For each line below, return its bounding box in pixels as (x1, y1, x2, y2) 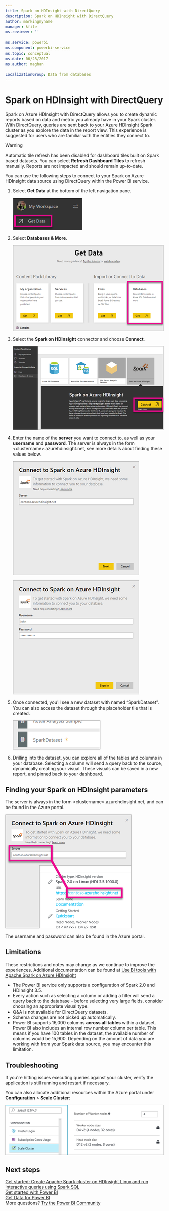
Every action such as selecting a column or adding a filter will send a (12, 992, 155, 998)
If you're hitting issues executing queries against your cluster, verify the (5, 1074, 154, 1080)
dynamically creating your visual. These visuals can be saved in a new (12, 766, 158, 772)
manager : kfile (5, 24, 37, 29)
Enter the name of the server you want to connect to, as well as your (12, 435, 155, 441)
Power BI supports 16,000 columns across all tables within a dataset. (12, 1019, 156, 1025)
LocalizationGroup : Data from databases (5, 72, 92, 77)
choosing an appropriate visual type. (12, 1003, 89, 1010)
